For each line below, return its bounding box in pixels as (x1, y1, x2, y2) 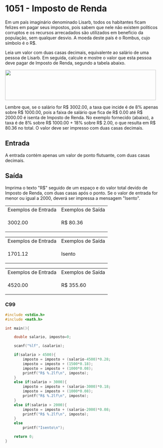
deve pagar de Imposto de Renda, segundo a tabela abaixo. (5, 60, 126, 66)
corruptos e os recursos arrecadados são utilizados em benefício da (5, 29, 143, 35)
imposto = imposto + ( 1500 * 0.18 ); (23, 361, 93, 366)
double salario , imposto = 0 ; (14, 335, 71, 340)
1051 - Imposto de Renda (5, 3, 107, 14)
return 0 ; (14, 434, 34, 439)
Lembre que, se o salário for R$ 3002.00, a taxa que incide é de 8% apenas (5, 104, 159, 110)
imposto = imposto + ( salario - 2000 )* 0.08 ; (23, 407, 111, 412)
